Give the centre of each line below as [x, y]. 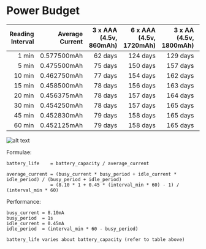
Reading [22, 34]
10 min [24, 75]
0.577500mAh [61, 56]
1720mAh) [140, 45]
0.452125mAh [61, 125]
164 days [180, 95]
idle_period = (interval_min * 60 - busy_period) [72, 229]
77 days [105, 75]
